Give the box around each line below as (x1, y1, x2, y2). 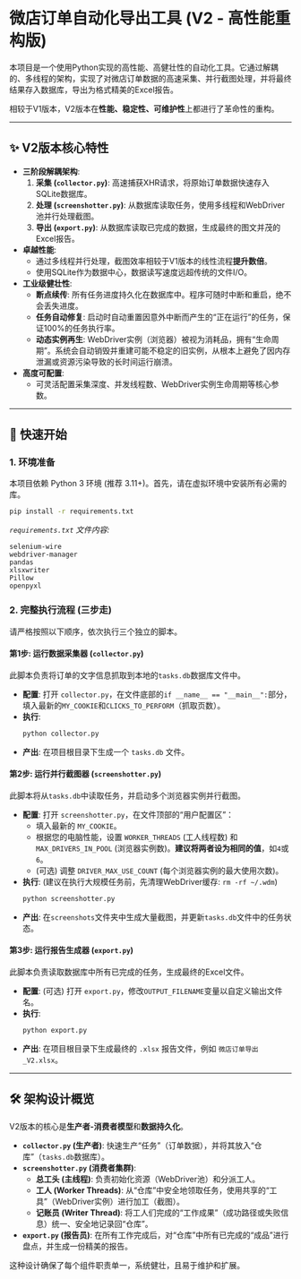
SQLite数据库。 (35, 188, 92, 199)
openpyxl (9, 581, 42, 591)
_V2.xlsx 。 (21, 1054, 64, 1065)
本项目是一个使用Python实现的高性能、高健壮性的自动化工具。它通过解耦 (9, 62, 279, 73)
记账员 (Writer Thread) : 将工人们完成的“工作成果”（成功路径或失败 (35, 1206, 281, 1218)
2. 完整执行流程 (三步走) (9, 604, 112, 616)
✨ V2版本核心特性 (9, 141, 109, 156)
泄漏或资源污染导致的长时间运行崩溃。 (35, 356, 177, 367)
